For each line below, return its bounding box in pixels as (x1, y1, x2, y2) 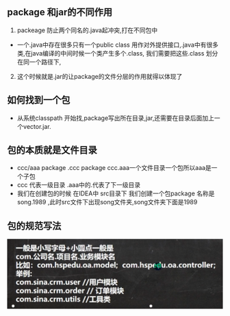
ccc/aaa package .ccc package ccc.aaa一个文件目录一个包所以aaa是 (16, 164, 212, 172)
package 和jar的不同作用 (7, 6, 113, 19)
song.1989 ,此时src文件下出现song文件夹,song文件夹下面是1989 (16, 198, 198, 206)
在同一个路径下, (16, 58, 62, 66)
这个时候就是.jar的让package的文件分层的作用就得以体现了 (16, 72, 183, 80)
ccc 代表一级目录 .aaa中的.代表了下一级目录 (16, 181, 141, 189)
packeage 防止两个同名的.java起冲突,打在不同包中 (16, 26, 158, 34)
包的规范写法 (7, 220, 62, 232)
